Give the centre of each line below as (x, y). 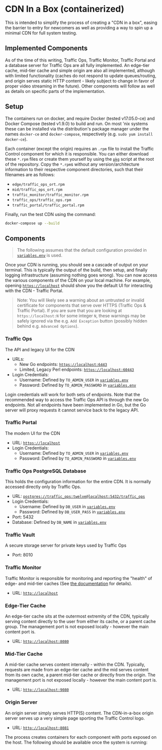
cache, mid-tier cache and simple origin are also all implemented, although (80, 70)
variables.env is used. (39, 256)
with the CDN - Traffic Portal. (34, 291)
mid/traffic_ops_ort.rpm (37, 190)
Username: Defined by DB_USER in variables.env (67, 507)
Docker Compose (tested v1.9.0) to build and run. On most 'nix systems (77, 124)
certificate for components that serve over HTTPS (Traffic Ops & (81, 305)
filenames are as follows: (30, 174)
